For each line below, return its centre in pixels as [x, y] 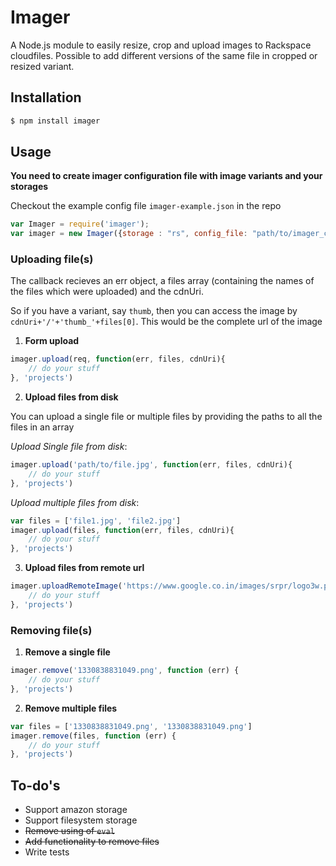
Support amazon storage [76, 810]
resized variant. [42, 66]
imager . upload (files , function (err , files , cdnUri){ [122, 530]
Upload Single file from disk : [69, 447]
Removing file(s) [51, 630]
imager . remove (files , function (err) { [93, 736]
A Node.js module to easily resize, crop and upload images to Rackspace [161, 45]
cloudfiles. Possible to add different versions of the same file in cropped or [164, 55]
